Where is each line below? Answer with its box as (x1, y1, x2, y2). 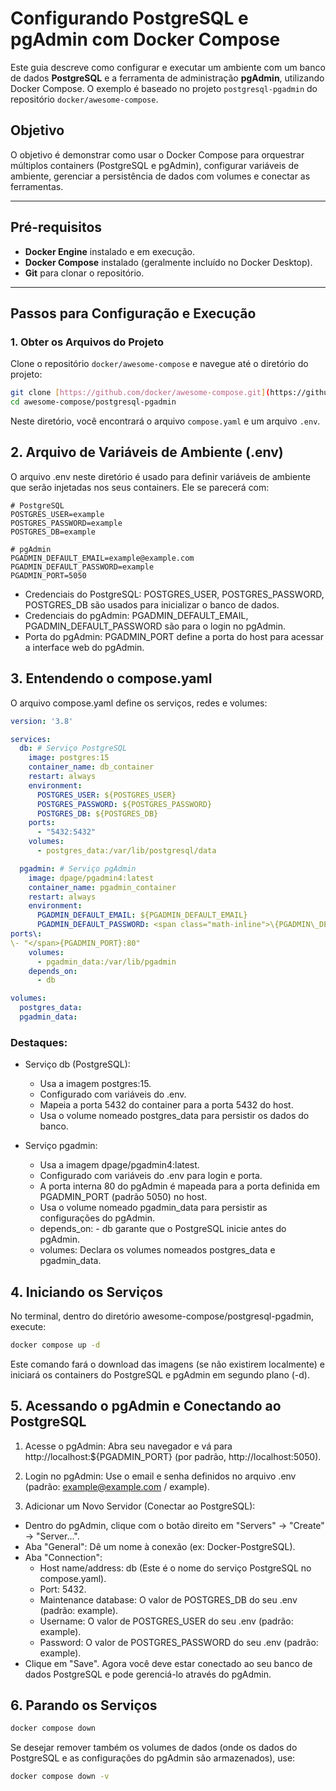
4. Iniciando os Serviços (10, 1283, 163, 1301)
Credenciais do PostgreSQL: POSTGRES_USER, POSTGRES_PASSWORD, (24, 588, 325, 600)
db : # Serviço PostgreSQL (19, 743, 128, 754)
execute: (10, 1320, 47, 1332)
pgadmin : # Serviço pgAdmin (19, 863, 137, 874)
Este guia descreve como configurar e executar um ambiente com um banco (10, 61, 326, 73)
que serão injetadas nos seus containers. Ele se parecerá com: (10, 481, 270, 493)
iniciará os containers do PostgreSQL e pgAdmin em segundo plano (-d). (10, 1368, 311, 1381)
